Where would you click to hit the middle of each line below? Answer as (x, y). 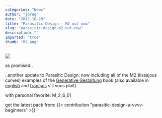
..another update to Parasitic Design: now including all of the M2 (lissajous (81, 75)
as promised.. (19, 65)
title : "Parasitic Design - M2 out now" (48, 24)
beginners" (17, 110)
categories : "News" (25, 10)
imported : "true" (23, 38)
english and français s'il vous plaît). (41, 85)
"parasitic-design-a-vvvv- (117, 105)
